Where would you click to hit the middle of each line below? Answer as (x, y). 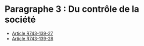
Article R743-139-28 (32, 39)
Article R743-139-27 (32, 33)
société (20, 20)
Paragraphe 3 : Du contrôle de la (72, 9)
